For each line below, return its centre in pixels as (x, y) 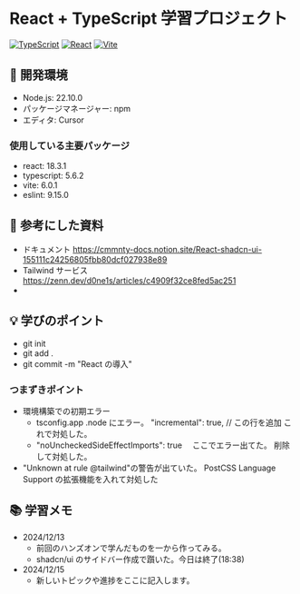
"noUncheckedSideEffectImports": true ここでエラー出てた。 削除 (163, 445)
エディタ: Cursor (53, 120)
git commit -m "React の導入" (77, 363)
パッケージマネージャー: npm (77, 108)
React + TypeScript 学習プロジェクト (149, 19)
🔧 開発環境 (39, 75)
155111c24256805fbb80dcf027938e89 (95, 259)
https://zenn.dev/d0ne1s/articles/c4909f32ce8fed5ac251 (129, 280)
